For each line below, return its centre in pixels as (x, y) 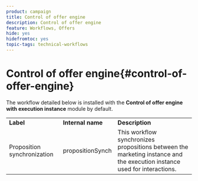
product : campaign (29, 11)
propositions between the (153, 147)
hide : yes (18, 34)
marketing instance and (150, 154)
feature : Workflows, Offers (41, 28)
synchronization (32, 154)
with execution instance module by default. (60, 108)
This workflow (137, 132)
